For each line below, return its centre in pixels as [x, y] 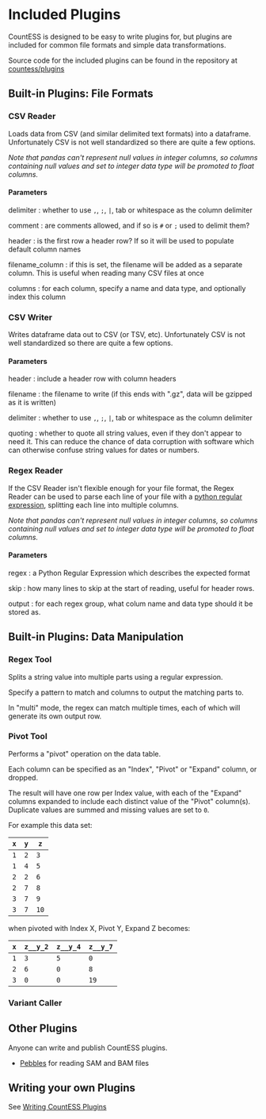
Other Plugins [43, 1029]
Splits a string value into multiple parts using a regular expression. [116, 676]
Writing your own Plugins [72, 1088]
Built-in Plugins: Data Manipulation [96, 637]
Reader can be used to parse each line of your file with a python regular [125, 496]
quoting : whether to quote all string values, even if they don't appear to [125, 433]
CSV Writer [30, 317]
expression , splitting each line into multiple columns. [94, 504]
